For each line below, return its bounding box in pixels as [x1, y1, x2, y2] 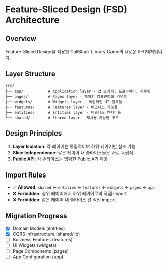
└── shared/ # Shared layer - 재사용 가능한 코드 [5, 115, 119, 120]
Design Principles [5, 129, 62, 138]
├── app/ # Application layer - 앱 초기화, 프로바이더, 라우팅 [5, 89, 151, 94]
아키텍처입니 [138, 49, 162, 54]
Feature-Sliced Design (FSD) [5, 4, 127, 15]
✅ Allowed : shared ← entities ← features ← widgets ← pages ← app [12, 184, 155, 190]
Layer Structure [5, 70, 55, 78]
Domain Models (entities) [12, 225, 65, 231]
